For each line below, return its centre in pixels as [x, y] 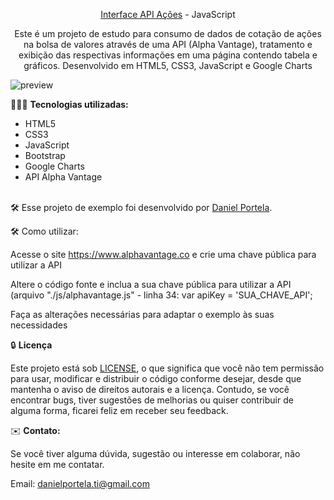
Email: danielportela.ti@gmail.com [80, 483]
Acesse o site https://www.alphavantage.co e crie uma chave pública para [163, 254]
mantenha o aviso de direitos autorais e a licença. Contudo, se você [150, 389]
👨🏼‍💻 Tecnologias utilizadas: [69, 104]
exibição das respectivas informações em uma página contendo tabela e [168, 55]
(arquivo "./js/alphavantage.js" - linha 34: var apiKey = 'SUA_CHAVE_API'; [161, 295]
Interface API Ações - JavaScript [168, 14]
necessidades [39, 325]
